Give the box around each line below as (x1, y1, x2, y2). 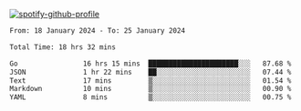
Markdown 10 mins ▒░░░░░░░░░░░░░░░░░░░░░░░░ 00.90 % (9, 85, 292, 94)
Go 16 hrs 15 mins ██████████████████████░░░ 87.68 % (9, 59, 292, 68)
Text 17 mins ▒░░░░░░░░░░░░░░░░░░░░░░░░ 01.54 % (9, 76, 292, 86)
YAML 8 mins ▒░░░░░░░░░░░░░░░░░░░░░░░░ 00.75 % (9, 93, 292, 102)
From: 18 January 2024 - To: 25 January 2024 (9, 26, 185, 35)
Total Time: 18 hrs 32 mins (9, 42, 117, 52)
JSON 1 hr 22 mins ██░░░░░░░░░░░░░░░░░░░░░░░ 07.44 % (9, 67, 292, 76)
